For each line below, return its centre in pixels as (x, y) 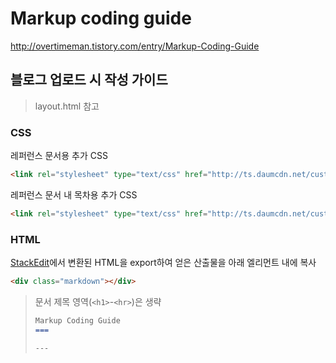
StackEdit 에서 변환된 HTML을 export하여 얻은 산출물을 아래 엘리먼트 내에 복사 (163, 263)
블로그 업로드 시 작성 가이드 (89, 80)
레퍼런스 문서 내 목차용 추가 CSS (74, 194)
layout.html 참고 (67, 106)
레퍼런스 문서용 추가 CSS (59, 156)
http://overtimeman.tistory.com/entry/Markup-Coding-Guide (135, 46)
